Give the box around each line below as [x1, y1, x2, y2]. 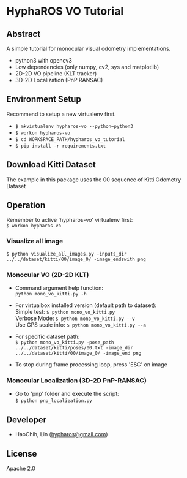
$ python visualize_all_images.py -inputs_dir [6, 251, 127, 257]
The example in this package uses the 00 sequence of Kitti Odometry [6, 176, 182, 183]
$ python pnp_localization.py [15, 398, 93, 404]
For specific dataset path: [15, 333, 80, 341]
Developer [6, 414, 47, 425]
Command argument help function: [15, 284, 104, 292]
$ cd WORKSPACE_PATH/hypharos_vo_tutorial [15, 136, 125, 142]
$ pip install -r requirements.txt [15, 143, 106, 149]
